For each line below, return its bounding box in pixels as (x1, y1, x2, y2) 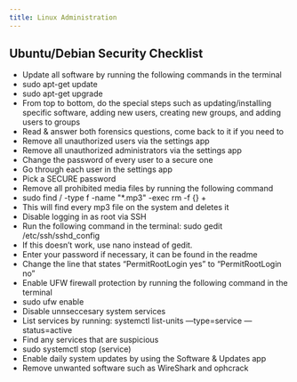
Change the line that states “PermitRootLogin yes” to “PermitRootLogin (21, 259, 282, 270)
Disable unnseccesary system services (21, 306, 166, 317)
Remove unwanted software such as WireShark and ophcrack (21, 362, 249, 374)
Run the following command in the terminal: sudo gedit (21, 221, 223, 232)
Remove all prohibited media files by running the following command (21, 183, 274, 194)
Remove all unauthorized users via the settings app (21, 135, 211, 147)
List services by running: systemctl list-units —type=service (21, 315, 243, 326)
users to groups (21, 117, 81, 127)
